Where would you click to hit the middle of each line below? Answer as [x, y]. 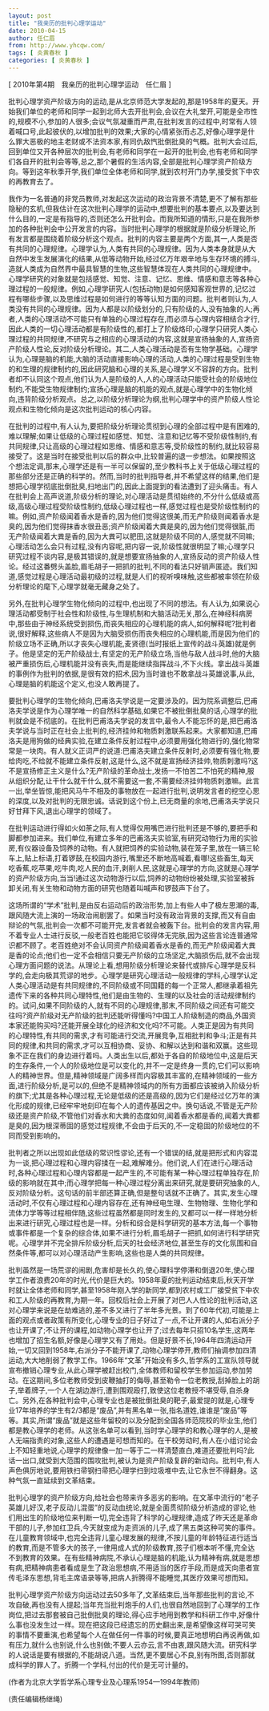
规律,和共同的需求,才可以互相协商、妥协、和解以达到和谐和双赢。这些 [137, 1045]
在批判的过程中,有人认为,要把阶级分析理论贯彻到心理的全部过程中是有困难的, [134, 426]
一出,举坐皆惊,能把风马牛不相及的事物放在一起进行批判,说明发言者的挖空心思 [134, 791]
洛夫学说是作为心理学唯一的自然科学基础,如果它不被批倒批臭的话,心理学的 [130, 710]
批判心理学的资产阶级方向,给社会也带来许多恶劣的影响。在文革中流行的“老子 [134, 1497]
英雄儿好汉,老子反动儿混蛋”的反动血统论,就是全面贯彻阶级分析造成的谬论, [129, 1507]
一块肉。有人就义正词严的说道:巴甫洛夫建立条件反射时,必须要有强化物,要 [141, 750]
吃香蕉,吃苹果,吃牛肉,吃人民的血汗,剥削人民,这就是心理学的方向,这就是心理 [130, 868]
